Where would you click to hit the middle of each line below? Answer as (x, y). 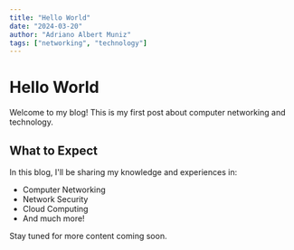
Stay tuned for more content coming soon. (88, 236)
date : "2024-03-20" (46, 26)
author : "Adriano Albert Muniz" (70, 34)
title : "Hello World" (50, 18)
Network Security (55, 199)
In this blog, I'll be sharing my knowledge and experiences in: (123, 172)
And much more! (53, 218)
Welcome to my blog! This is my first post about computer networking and (148, 113)
